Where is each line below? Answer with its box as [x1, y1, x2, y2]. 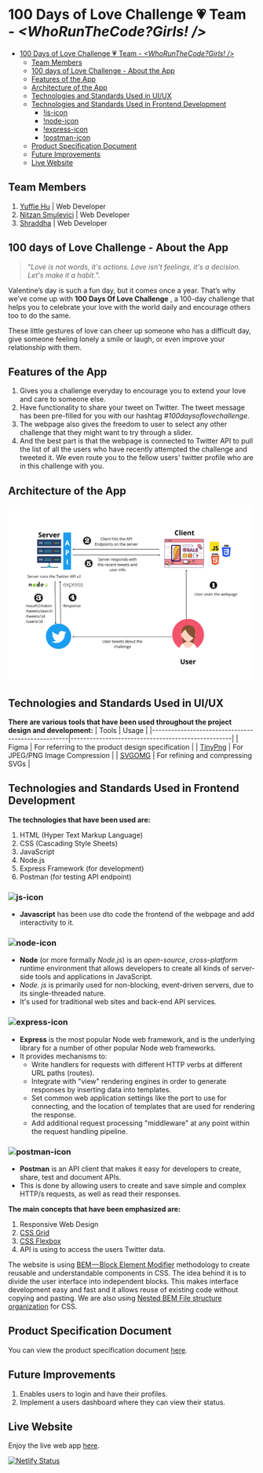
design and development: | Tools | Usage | [8, 725, 148, 735]
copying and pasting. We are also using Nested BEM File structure [8, 1293, 222, 1302]
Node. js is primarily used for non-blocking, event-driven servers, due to [19, 981, 254, 990]
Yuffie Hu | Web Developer [19, 201, 106, 211]
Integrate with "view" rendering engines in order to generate [31, 1076, 227, 1086]
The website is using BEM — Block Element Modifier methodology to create [8, 1260, 250, 1269]
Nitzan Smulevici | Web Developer [19, 210, 130, 219]
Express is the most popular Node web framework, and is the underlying [19, 1034, 255, 1044]
